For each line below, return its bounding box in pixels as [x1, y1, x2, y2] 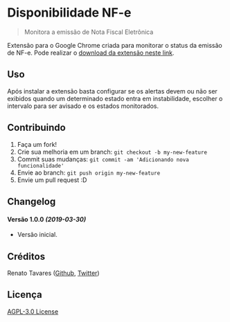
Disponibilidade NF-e [7, 5, 132, 21]
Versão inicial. [17, 231, 57, 239]
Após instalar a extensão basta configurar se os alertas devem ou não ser [7, 87, 218, 95]
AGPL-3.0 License [7, 307, 59, 316]
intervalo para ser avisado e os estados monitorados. [7, 102, 159, 110]
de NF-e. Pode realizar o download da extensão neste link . [7, 48, 175, 57]
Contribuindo [7, 122, 66, 134]
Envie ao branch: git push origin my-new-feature [17, 168, 161, 177]
